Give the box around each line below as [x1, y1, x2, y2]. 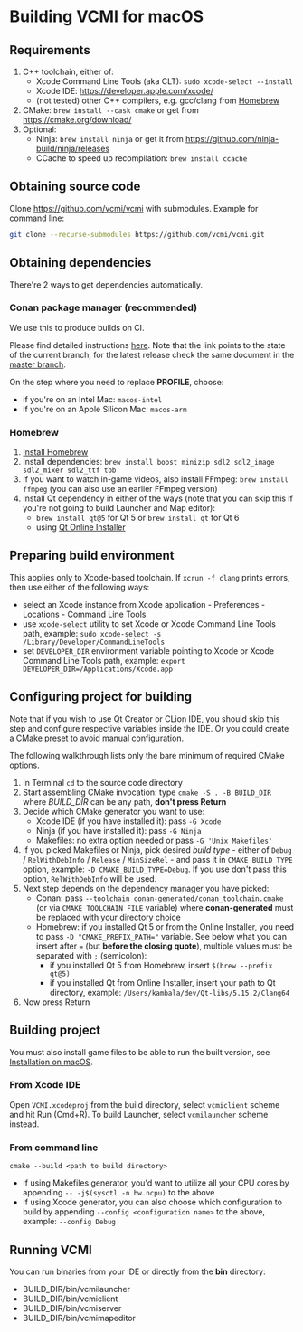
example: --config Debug [22, 1216, 116, 1227]
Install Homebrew [22, 447, 89, 458]
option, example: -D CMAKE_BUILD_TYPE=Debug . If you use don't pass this [22, 864, 287, 874]
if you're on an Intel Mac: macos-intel [22, 393, 163, 404]
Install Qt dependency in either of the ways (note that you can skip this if [22, 493, 294, 504]
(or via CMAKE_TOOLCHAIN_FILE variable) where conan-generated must [35, 902, 294, 912]
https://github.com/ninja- [185, 134, 279, 144]
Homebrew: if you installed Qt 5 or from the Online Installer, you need [35, 921, 295, 932]
